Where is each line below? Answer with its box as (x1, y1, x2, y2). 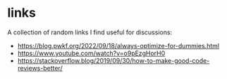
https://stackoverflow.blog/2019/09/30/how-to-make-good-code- (17, 56, 210, 64)
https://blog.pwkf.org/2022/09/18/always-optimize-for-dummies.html (17, 41, 220, 50)
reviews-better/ (17, 64, 63, 72)
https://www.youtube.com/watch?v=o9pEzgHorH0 (17, 49, 166, 57)
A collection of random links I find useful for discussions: (7, 28, 173, 36)
